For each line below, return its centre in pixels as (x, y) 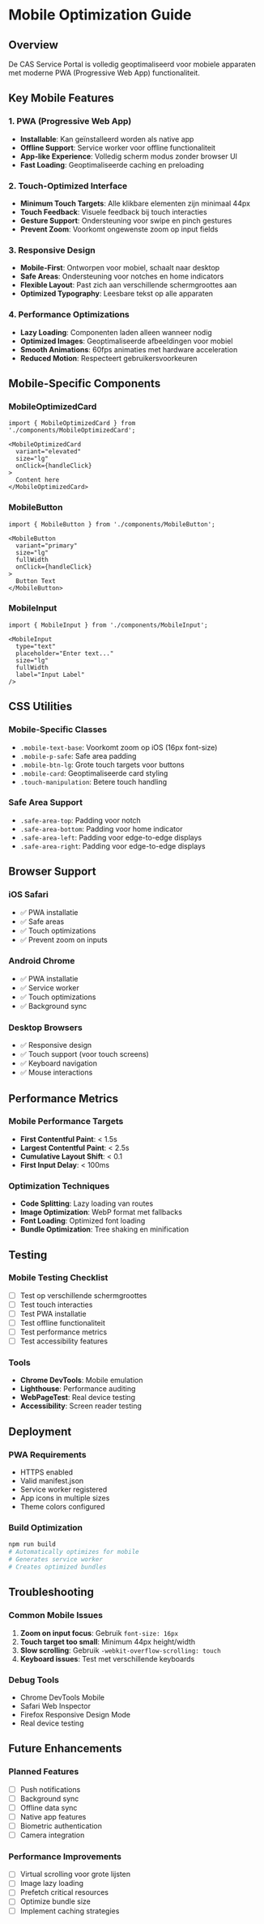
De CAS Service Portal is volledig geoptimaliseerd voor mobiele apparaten (132, 64)
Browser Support (53, 872)
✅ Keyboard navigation (59, 1063)
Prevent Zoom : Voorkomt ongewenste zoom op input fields (119, 229)
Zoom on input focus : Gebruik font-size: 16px (99, 1632)
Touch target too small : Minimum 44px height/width (108, 1641)
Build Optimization (46, 1528)
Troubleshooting (51, 1592)
